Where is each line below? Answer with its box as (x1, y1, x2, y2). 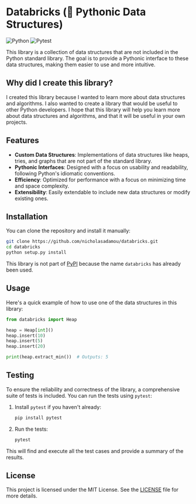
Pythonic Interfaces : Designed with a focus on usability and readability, (14, 164, 188, 171)
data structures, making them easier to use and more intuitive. (6, 61, 156, 68)
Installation (6, 211, 48, 222)
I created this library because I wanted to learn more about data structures (6, 93, 185, 100)
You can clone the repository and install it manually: (6, 227, 130, 234)
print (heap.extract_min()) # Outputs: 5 (6, 354, 109, 360)
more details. (6, 492, 38, 499)
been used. (6, 266, 33, 273)
